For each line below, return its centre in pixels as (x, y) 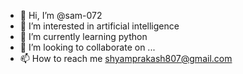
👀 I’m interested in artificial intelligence (99, 26)
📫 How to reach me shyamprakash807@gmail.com (126, 58)
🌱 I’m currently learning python (83, 36)
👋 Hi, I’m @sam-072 (61, 15)
